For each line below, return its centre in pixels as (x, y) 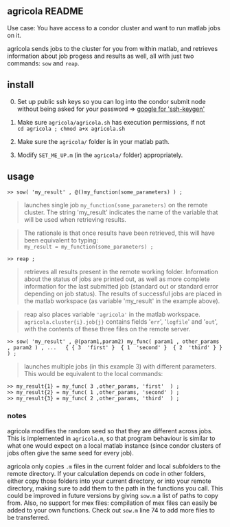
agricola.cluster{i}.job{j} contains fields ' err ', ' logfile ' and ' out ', (121, 322)
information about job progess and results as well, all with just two (101, 56)
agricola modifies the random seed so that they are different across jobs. (110, 431)
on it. (14, 35)
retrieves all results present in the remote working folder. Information (121, 272)
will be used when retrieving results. (75, 220)
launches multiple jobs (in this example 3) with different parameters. (120, 366)
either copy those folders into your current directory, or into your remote (109, 481)
